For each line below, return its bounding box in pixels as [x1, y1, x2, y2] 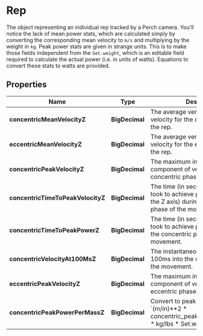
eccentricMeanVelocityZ [9, 140, 82, 148]
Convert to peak [150, 297, 196, 305]
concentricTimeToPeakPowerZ [9, 226, 100, 234]
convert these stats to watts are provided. [6, 62, 111, 69]
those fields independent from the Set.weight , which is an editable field [6, 49, 184, 56]
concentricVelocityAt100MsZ [9, 255, 97, 263]
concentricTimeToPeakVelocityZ [9, 194, 106, 202]
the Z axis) [150, 197, 181, 206]
